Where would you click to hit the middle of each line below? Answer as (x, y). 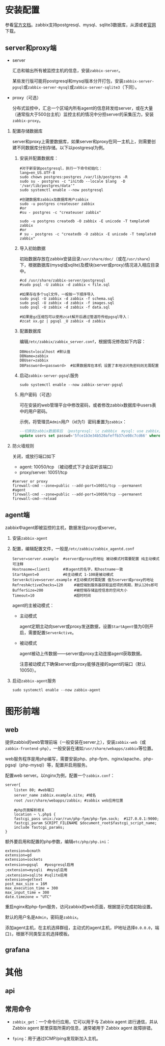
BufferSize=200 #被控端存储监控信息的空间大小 (70, 591)
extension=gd (18, 855)
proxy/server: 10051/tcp (43, 472)
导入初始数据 (32, 248)
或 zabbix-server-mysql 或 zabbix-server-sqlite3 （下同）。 (81, 87)
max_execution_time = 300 (31, 888)
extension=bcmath (23, 851)
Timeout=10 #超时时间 (51, 596)
